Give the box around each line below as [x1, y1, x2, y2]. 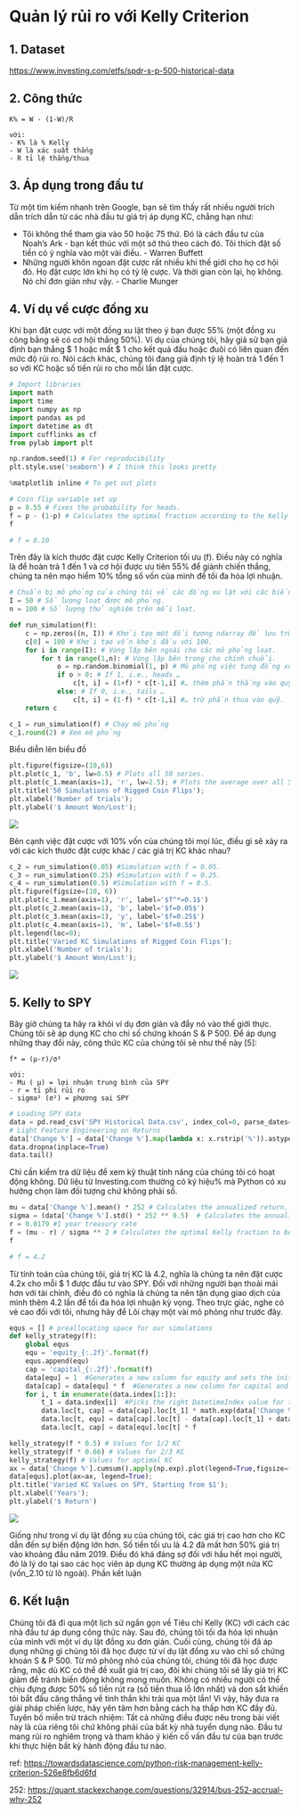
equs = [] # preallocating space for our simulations [9, 1324, 214, 1333]
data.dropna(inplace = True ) [9, 1143, 109, 1152]
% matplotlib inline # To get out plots [9, 479, 158, 488]
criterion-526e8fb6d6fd [9, 1767, 97, 1777]
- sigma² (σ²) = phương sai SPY [9, 1094, 129, 1103]
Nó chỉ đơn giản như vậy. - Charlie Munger [21, 275, 179, 286]
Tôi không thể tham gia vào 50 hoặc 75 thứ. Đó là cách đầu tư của [21, 228, 264, 239]
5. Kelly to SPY [9, 995, 92, 1010]
